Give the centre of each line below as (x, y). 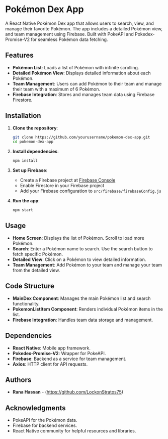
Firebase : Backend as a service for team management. (69, 359)
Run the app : (26, 201)
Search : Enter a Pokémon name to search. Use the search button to (82, 248)
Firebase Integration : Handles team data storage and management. (83, 320)
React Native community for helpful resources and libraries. (74, 431)
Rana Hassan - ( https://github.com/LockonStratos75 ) (68, 392)
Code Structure (30, 286)
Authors (18, 380)
